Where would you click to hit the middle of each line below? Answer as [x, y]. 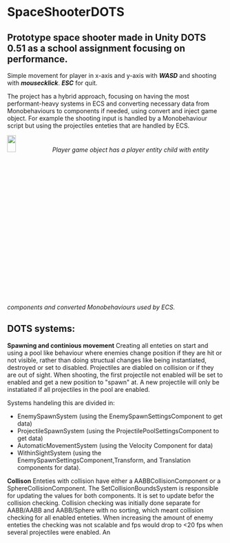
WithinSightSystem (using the [59, 453]
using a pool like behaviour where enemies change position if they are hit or [115, 353]
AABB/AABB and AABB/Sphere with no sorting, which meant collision [105, 510]
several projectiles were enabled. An [59, 532]
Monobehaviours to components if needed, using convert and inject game [112, 111]
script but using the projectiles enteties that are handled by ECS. [98, 126]
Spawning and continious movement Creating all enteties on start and [108, 345]
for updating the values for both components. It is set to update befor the [111, 495]
